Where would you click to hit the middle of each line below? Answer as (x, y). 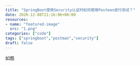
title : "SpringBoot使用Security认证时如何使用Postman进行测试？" (70, 10)
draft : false (19, 43)
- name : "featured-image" (32, 24)
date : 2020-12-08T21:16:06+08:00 (41, 15)
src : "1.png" (24, 29)
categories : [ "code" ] (28, 34)
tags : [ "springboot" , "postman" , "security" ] (52, 39)
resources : (17, 19)
